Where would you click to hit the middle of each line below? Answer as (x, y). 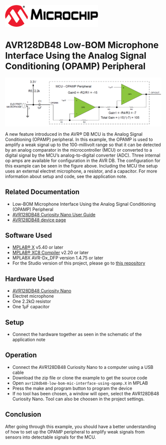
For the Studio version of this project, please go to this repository (79, 263)
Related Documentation (42, 192)
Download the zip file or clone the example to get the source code (80, 377)
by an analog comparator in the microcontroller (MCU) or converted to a (79, 150)
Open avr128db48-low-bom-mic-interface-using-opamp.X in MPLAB (80, 383)
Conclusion (23, 414)
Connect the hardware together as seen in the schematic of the (77, 334)
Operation (21, 355)
